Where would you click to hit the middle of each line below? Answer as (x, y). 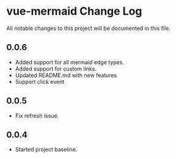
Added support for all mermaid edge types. (69, 62)
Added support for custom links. (56, 68)
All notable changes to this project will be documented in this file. (89, 28)
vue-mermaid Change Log (74, 11)
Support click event (40, 81)
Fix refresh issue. (37, 116)
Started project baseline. (46, 150)
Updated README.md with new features (66, 75)
